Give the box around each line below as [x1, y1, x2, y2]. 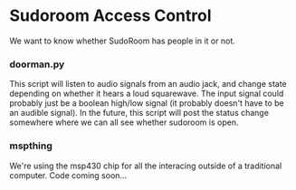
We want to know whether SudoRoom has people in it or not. [9, 35, 235, 46]
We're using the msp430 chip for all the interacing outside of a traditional [9, 160, 282, 171]
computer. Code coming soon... [9, 169, 128, 181]
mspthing [9, 139, 53, 152]
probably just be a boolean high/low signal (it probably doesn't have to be [9, 98, 284, 109]
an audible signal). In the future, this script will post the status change [9, 108, 270, 119]
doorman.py [9, 58, 65, 71]
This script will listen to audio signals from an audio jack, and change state [9, 79, 287, 90]
